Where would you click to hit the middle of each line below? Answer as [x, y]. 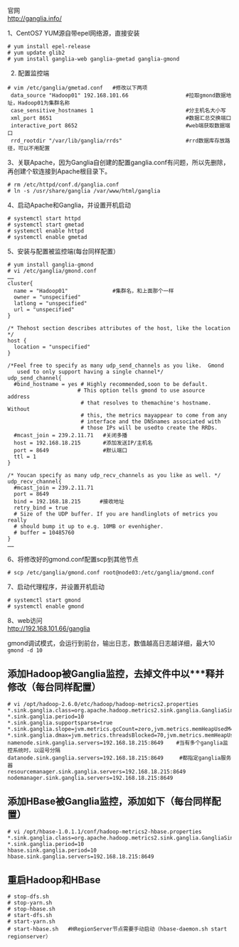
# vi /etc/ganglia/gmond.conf [52, 271]
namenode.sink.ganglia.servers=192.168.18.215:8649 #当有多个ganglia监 [118, 743]
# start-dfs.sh [30, 916]
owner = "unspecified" [47, 297]
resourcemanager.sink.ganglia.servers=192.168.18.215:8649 [97, 771]
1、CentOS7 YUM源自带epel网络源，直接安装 [74, 33]
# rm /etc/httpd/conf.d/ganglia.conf [63, 185]
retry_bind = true [41, 508]
